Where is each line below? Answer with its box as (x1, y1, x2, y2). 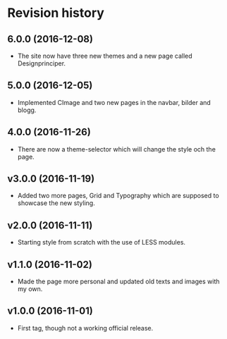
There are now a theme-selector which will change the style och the (17, 144, 216, 153)
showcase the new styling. (17, 199, 95, 207)
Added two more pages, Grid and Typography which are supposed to (17, 192, 220, 200)
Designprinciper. (17, 59, 66, 68)
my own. (17, 285, 43, 293)
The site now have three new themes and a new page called (17, 51, 192, 60)
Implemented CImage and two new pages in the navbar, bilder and (17, 98, 211, 106)
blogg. (17, 106, 37, 114)
